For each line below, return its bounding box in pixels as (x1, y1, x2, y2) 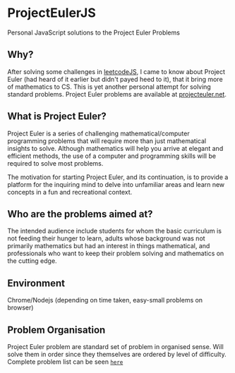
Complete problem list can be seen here (7, 357, 123, 366)
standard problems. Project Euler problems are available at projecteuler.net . (7, 90, 227, 98)
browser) (7, 303, 34, 312)
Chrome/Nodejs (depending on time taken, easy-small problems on (7, 296, 203, 305)
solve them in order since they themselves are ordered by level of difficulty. (7, 350, 227, 358)
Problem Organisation (7, 324, 106, 336)
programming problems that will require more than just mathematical (7, 136, 207, 145)
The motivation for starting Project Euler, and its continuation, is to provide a (7, 173, 229, 181)
